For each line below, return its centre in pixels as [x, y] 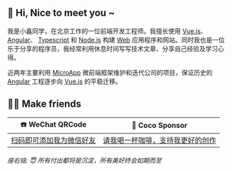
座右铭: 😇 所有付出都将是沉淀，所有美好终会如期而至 [85, 160]
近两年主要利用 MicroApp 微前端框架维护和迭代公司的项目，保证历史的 [110, 72]
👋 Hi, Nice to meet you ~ [61, 13]
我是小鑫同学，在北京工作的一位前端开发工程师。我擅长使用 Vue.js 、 [107, 31]
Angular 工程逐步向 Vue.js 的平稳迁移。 [65, 81]
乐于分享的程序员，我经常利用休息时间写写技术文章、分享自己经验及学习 [112, 48]
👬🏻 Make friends [44, 104]
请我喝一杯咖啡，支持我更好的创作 [160, 140]
